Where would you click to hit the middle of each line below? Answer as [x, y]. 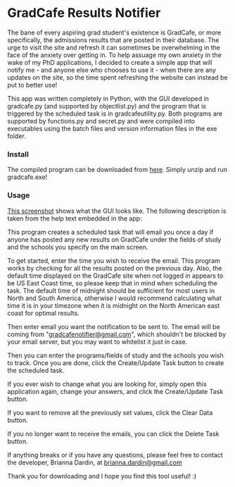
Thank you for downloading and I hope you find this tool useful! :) [102, 476]
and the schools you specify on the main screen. [78, 247]
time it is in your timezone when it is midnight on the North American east [114, 305]
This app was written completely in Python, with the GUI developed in [108, 98]
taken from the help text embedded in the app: [75, 218]
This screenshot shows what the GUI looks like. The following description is [117, 211]
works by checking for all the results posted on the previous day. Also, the [115, 268]
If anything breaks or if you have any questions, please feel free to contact [115, 455]
